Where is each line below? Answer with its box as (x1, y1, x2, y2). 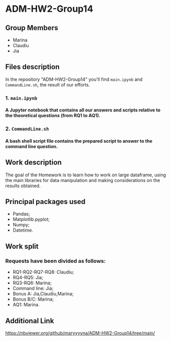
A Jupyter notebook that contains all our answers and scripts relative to (5, 107, 161, 113)
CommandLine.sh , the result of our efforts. (5, 81, 90, 87)
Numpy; (12, 222, 30, 228)
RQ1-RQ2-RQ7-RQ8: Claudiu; (12, 269, 74, 275)
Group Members (5, 24, 59, 32)
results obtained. (5, 183, 41, 189)
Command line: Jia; (12, 285, 54, 291)
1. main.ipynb (5, 94, 37, 101)
